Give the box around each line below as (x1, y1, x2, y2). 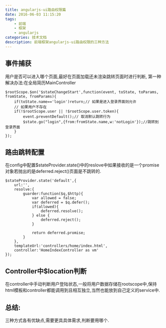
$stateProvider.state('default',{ (5, 178, 77, 183)
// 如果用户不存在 (14, 104, 47, 109)
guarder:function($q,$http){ (23, 191, 83, 196)
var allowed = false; (31, 196, 77, 201)
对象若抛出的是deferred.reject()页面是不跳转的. (5, 168, 101, 174)
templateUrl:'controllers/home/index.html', (14, 244, 108, 248)
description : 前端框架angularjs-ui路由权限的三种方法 (5, 40, 109, 45)
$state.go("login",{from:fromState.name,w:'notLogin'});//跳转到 (23, 119, 159, 124)
